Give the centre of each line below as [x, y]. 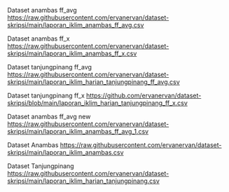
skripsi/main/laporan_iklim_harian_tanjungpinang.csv [83, 181]
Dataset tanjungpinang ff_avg [50, 67]
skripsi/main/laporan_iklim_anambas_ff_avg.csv [76, 25]
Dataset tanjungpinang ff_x [46, 95]
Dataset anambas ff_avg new [49, 116]
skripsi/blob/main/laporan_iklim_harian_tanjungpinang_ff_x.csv [97, 103]
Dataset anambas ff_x [39, 39]
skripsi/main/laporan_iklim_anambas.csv [65, 152]
